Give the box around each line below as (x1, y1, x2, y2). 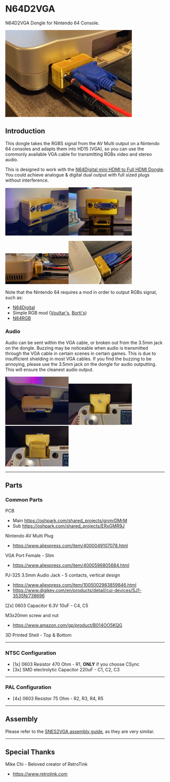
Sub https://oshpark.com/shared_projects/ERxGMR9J (12, 523, 125, 529)
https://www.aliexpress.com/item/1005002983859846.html (12, 582, 137, 588)
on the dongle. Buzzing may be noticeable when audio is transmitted (5, 345, 148, 351)
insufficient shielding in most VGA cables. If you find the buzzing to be (5, 356, 152, 362)
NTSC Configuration (5, 650, 57, 657)
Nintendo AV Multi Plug (5, 533, 54, 539)
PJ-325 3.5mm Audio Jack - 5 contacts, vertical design (5, 572, 120, 579)
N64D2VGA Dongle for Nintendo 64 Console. (5, 20, 100, 26)
